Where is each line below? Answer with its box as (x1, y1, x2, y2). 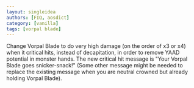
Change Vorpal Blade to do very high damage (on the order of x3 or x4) (6, 42, 186, 50)
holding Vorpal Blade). (6, 75, 62, 82)
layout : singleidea (6, 8, 56, 15)
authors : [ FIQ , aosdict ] (6, 15, 70, 21)
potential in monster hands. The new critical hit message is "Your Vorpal (6, 55, 188, 63)
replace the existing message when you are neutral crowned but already (6, 68, 188, 76)
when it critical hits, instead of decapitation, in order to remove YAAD (6, 49, 180, 56)
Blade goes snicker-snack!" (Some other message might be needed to (6, 62, 183, 69)
